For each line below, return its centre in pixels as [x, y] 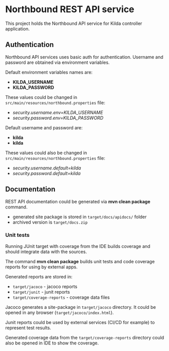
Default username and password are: [44, 127]
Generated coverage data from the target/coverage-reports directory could [85, 337]
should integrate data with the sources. [46, 252]
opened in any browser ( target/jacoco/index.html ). [60, 312]
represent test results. [28, 328]
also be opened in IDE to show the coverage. [52, 343]
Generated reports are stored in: [39, 276]
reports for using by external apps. [41, 267]
